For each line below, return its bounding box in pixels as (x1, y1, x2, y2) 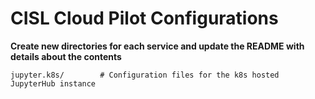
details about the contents (10, 50, 122, 62)
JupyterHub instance (10, 78, 97, 89)
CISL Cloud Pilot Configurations (10, 7, 279, 30)
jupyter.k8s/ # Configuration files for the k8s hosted (10, 70, 280, 80)
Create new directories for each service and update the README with (10, 40, 305, 52)
